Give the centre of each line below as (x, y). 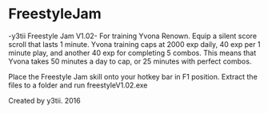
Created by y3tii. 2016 (45, 100)
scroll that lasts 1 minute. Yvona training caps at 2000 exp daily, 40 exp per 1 (134, 44)
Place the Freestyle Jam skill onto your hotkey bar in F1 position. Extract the (133, 76)
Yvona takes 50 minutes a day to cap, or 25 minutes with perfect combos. (130, 61)
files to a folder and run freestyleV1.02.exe (78, 85)
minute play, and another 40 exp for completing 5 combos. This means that (132, 53)
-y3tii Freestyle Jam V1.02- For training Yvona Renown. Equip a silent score (133, 36)
